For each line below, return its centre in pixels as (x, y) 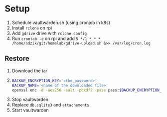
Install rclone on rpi (32, 27)
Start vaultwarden (30, 110)
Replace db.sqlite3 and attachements (50, 105)
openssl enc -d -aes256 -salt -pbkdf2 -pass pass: (66, 90)
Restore (17, 59)
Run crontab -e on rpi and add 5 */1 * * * (56, 38)
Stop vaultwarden (30, 99)
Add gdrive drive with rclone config (49, 33)
